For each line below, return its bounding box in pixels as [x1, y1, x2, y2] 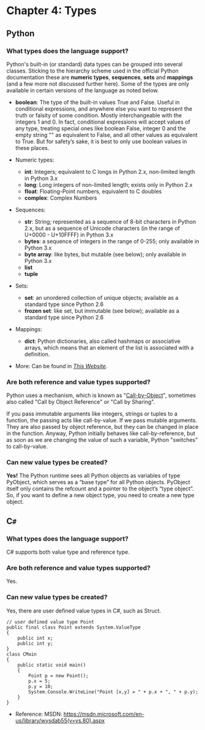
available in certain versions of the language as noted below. [6, 87, 159, 94]
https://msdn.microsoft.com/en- [63, 710, 145, 718]
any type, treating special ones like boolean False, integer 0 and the [15, 124, 187, 132]
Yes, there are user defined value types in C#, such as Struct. [6, 606, 162, 614]
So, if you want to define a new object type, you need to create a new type [6, 492, 195, 499]
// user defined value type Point [6, 619, 95, 625]
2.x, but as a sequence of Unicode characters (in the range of [24, 224, 181, 232]
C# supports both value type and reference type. [6, 548, 130, 556]
